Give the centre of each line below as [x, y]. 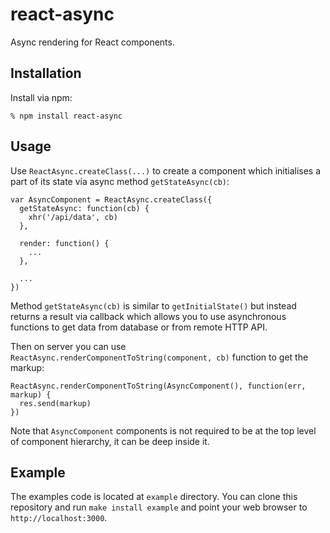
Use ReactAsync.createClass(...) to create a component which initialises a [166, 170]
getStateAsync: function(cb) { [84, 208]
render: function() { [64, 243]
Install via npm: [41, 97]
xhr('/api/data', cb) [73, 217]
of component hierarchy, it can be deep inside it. [110, 441]
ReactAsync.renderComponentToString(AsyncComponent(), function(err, [158, 386]
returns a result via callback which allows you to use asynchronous [148, 316]
